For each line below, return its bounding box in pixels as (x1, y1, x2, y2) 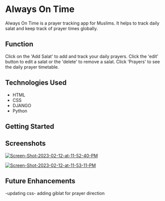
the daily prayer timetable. (5, 64, 59, 70)
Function (5, 40, 33, 49)
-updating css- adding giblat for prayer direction (5, 190, 105, 196)
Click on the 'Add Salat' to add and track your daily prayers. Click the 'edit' (5, 53, 158, 59)
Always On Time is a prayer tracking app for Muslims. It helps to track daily (5, 20, 160, 26)
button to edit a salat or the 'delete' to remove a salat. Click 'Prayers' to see (5, 59, 160, 65)
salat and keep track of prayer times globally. (5, 25, 98, 31)
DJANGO (12, 102, 31, 108)
